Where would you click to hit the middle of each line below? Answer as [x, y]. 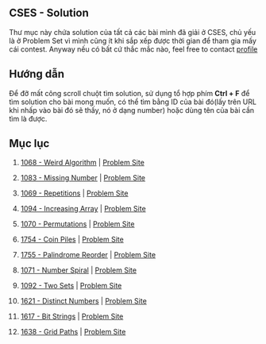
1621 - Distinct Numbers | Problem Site [84, 301]
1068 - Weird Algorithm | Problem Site [83, 163]
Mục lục [29, 143]
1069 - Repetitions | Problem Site [74, 193]
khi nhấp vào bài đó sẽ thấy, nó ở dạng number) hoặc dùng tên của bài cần [132, 110]
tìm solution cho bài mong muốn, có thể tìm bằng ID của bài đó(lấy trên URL [133, 102]
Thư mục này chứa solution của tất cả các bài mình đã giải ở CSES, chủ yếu [133, 32]
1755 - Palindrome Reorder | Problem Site [88, 255]
